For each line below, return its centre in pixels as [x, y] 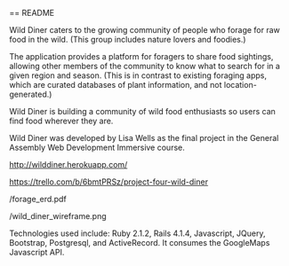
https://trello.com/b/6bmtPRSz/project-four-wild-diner [109, 182]
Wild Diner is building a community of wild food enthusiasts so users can [142, 111]
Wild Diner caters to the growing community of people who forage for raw [144, 30]
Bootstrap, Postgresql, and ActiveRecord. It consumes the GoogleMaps [140, 243]
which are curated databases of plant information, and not [116, 85]
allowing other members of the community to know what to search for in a [144, 66]
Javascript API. [37, 252]
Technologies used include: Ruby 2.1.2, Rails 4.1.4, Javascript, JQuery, [137, 233]
